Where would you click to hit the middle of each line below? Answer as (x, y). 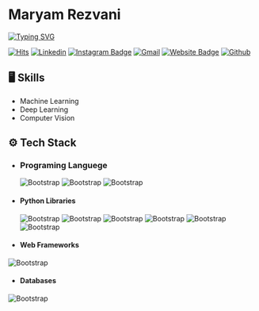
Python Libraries (48, 201)
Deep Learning (44, 109)
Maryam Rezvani (65, 15)
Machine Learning (49, 101)
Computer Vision (47, 117)
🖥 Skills (27, 78)
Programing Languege (64, 166)
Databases (38, 281)
